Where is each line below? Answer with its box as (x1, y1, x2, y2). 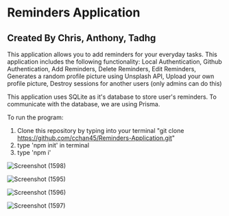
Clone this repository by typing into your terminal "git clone (16, 127, 184, 134)
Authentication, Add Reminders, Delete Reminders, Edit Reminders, (7, 65, 197, 73)
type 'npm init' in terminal (16, 141, 90, 149)
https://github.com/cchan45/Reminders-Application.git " (16, 134, 176, 142)
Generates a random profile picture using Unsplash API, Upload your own (7, 72, 215, 80)
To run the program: (7, 113, 64, 121)
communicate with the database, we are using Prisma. (7, 100, 160, 108)
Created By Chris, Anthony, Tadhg (7, 32, 156, 44)
